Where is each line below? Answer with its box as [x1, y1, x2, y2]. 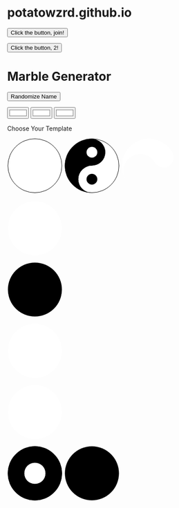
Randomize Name [10, 92, 57, 100]
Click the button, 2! [10, 43, 59, 51]
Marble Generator [7, 69, 112, 84]
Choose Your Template [7, 124, 73, 133]
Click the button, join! [10, 29, 64, 36]
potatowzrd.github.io [7, 5, 133, 21]
